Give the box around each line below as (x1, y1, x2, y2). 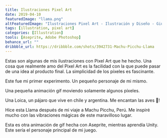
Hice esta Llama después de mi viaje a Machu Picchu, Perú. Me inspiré (5, 107, 150, 113)
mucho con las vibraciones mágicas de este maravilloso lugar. (5, 112, 133, 118)
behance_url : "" (5, 40, 39, 45)
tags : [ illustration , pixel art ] (5, 26, 75, 31)
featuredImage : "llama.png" (5, 16, 64, 21)
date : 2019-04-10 (5, 12, 41, 17)
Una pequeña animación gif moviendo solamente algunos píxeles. (5, 87, 140, 93)
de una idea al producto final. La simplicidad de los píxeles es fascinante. (5, 68, 155, 74)
